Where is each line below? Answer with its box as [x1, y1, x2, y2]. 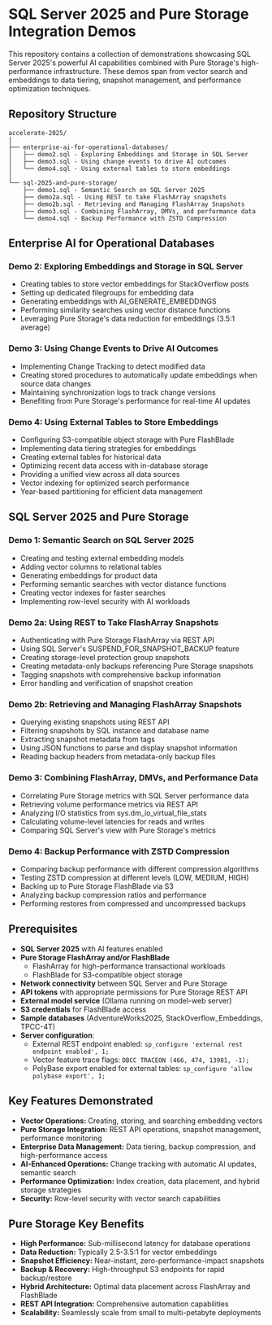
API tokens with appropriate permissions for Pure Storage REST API [19, 986, 248, 997]
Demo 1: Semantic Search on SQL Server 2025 [8, 535, 195, 546]
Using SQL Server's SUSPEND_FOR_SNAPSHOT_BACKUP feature [19, 644, 240, 654]
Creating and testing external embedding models [19, 553, 184, 562]
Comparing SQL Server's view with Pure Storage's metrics [19, 825, 217, 835]
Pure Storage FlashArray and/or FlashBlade [19, 952, 171, 962]
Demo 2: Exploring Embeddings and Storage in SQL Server [8, 261, 244, 273]
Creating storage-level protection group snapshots [19, 653, 190, 662]
